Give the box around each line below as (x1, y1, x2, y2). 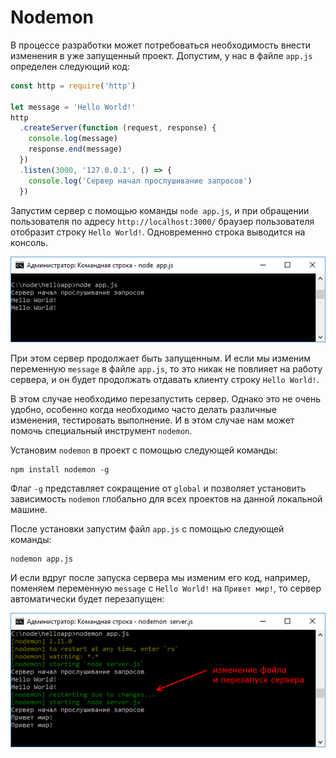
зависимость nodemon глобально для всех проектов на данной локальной (10, 493, 323, 505)
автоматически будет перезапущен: (10, 593, 165, 605)
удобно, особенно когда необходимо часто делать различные (10, 404, 277, 416)
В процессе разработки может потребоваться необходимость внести (10, 39, 312, 51)
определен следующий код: (10, 60, 130, 72)
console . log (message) (28, 134, 118, 144)
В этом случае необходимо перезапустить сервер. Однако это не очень (10, 393, 321, 405)
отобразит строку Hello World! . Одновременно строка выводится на (10, 226, 306, 238)
